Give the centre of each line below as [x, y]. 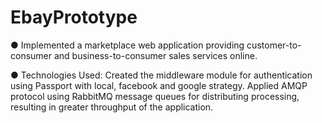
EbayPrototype [74, 17]
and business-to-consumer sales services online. [155, 55]
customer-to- [274, 45]
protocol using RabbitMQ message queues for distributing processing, [155, 96]
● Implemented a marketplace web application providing [127, 45]
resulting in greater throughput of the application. [112, 107]
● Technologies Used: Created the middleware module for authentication [161, 75]
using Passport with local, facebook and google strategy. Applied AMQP [159, 85]
